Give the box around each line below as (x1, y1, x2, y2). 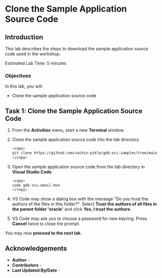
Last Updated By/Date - (12, 267, 60, 273)
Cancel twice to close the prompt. (12, 221, 80, 227)
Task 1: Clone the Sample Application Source (5, 107, 143, 115)
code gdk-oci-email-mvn (12, 183, 60, 187)
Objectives (5, 72, 31, 79)
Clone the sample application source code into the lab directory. (12, 137, 140, 142)
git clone (12, 150, 32, 155)
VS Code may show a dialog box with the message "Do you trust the (12, 196, 148, 202)
